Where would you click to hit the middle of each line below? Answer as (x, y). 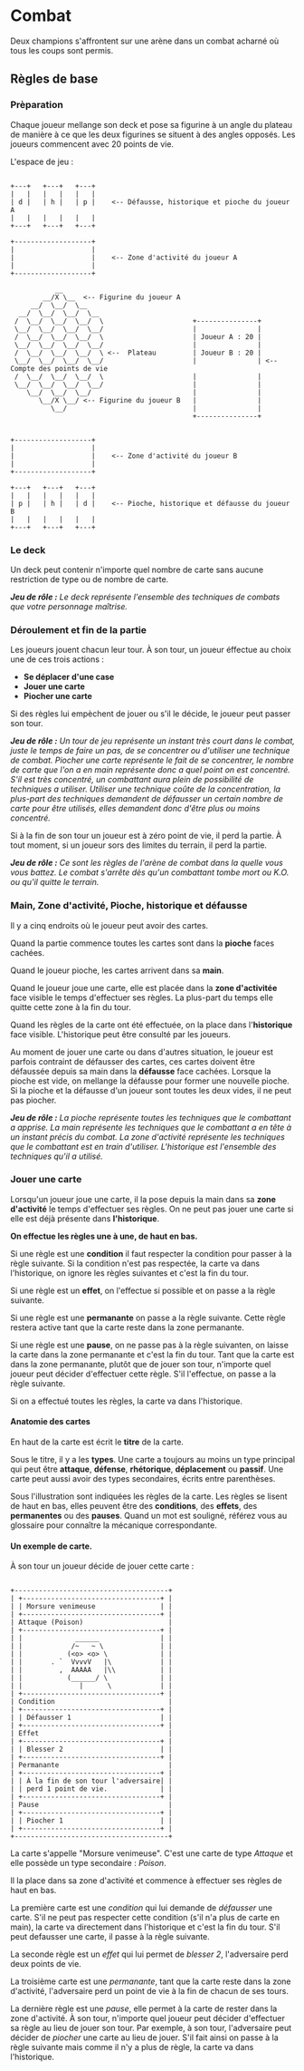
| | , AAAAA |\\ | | (91, 1670)
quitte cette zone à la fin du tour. (71, 1006)
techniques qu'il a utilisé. (57, 1156)
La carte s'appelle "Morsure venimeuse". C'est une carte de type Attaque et (152, 1853)
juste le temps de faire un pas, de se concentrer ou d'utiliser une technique (150, 751)
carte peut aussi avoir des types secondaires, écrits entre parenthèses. (143, 1479)
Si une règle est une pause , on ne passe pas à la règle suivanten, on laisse (149, 1345)
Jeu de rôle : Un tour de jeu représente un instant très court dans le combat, (152, 741)
